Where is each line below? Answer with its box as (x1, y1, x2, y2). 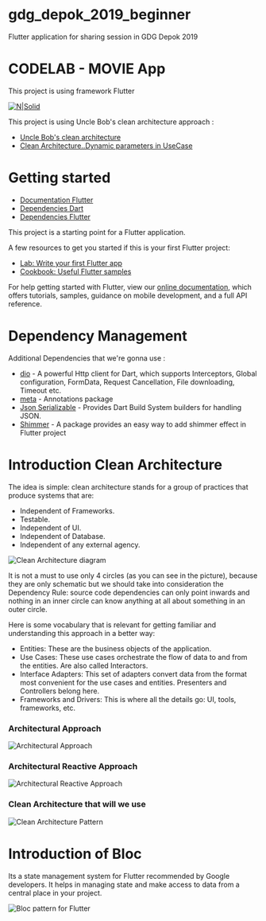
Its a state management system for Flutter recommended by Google (8, 871, 230, 880)
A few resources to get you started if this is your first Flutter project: (8, 243, 230, 252)
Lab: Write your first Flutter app (19, 258, 123, 267)
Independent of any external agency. (19, 540, 141, 549)
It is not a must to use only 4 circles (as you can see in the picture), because (8, 571, 258, 580)
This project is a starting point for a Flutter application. (8, 227, 186, 236)
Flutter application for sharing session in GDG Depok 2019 (8, 32, 199, 41)
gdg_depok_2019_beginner (8, 6, 191, 24)
